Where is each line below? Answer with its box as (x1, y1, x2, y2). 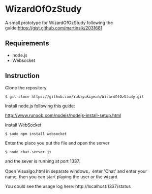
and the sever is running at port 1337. (5, 158, 80, 164)
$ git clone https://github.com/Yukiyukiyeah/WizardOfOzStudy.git (5, 94, 144, 99)
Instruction (5, 72, 40, 80)
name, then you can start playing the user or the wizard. (5, 173, 119, 180)
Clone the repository (5, 84, 47, 90)
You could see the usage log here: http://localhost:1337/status (5, 183, 131, 189)
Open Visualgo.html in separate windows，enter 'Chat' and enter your (5, 168, 148, 174)
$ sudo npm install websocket (5, 131, 67, 136)
